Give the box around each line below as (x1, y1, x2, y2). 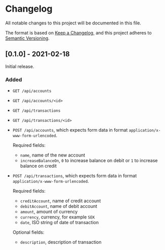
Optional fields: (12, 229, 45, 235)
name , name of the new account (20, 152, 86, 158)
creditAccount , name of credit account (20, 198, 101, 204)
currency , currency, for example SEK (20, 214, 95, 220)
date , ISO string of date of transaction (20, 220, 99, 226)
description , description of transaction (20, 239, 102, 245)
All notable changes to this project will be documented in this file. (5, 20, 142, 26)
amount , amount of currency (20, 209, 78, 215)
